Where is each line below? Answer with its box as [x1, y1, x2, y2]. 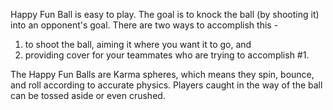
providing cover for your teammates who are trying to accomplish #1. [24, 49, 310, 61]
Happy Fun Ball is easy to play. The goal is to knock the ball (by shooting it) [10, 9, 320, 20]
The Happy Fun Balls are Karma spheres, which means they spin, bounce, [10, 69, 315, 80]
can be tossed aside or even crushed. [10, 90, 166, 101]
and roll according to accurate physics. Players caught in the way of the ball [10, 79, 323, 91]
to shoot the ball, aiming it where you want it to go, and [24, 39, 252, 50]
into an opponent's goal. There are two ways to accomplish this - [10, 19, 279, 31]
